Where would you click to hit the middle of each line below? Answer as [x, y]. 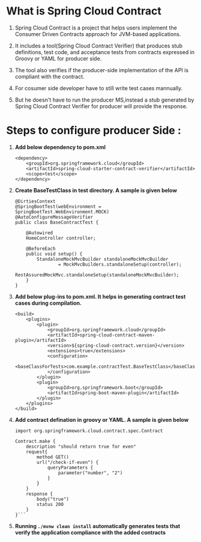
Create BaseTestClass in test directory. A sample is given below [96, 190]
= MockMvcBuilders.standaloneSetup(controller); [120, 264]
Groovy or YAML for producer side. [58, 58]
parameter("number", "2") [90, 473]
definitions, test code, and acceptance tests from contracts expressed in [105, 52]
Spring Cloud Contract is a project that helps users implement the [96, 28]
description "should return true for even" [81, 446]
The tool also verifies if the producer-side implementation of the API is [102, 70]
